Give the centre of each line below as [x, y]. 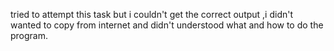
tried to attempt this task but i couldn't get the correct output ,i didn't [152, 14]
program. [29, 35]
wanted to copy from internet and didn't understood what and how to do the [167, 25]
